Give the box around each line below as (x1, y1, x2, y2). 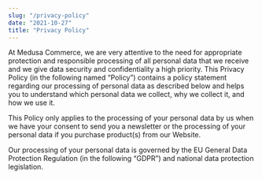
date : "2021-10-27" (8, 19, 72, 27)
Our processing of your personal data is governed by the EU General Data (8, 145, 248, 155)
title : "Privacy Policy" (8, 26, 90, 34)
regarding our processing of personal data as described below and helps (8, 81, 245, 91)
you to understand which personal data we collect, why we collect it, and (8, 90, 245, 99)
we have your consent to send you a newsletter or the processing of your (8, 121, 246, 131)
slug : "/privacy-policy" (8, 11, 90, 20)
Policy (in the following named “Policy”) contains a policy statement (8, 73, 227, 83)
